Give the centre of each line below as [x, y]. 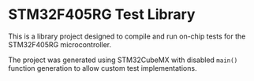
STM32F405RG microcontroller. [60, 44]
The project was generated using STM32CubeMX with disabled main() [123, 60]
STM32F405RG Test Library [102, 15]
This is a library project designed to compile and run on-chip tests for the [127, 36]
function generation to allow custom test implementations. [103, 68]
